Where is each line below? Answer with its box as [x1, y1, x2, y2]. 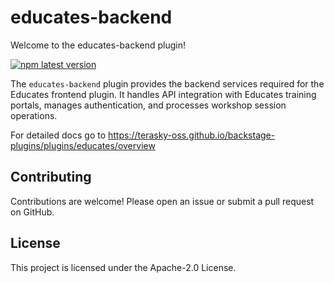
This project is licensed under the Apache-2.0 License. [10, 261, 237, 273]
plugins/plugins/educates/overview [10, 139, 156, 151]
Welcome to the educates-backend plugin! [10, 39, 186, 51]
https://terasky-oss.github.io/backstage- [108, 129, 276, 141]
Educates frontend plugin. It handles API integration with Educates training [10, 88, 317, 100]
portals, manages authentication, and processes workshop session [10, 99, 287, 111]
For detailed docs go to [10, 129, 107, 141]
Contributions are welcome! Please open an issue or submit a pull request [10, 195, 315, 207]
